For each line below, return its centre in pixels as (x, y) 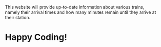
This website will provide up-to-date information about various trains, (75, 7)
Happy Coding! (36, 37)
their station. (18, 17)
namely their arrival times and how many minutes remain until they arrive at (80, 12)
